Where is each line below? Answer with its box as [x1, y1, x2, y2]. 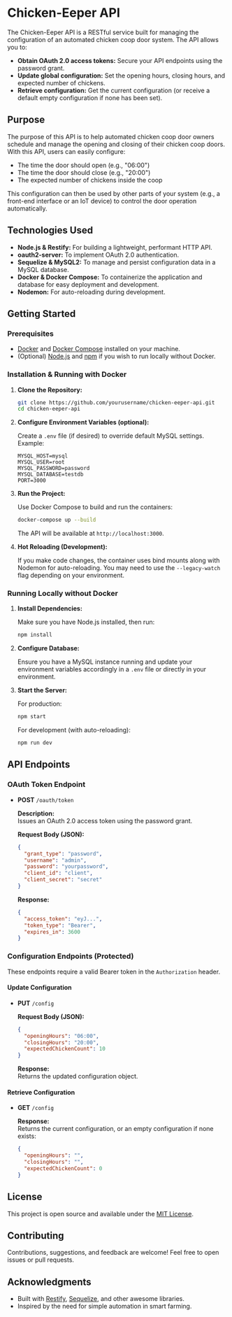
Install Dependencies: [17, 604, 82, 613]
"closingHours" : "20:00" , [24, 1039, 99, 1046]
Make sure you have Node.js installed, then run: [17, 618, 155, 627]
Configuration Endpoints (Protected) [7, 951, 134, 961]
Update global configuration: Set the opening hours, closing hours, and [17, 71, 226, 80]
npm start [17, 713, 47, 720]
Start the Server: [17, 686, 68, 695]
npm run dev [17, 739, 52, 746]
